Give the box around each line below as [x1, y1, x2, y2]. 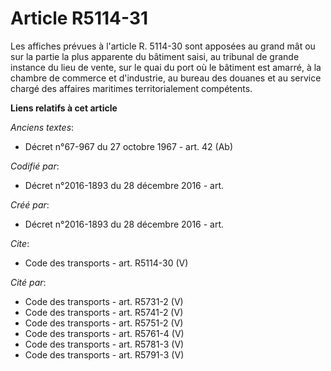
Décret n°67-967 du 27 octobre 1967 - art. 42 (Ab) [24, 140, 233, 152]
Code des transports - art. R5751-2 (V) [24, 317, 184, 329]
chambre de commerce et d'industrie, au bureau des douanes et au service [10, 72, 322, 84]
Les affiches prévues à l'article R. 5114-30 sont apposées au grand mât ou [10, 40, 316, 52]
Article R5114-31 [10, 7, 149, 30]
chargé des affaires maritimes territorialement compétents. [10, 82, 253, 94]
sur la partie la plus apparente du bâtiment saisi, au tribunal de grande [10, 50, 300, 62]
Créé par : [10, 198, 50, 211]
